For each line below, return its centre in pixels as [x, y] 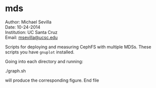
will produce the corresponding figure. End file [52, 80]
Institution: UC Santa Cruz [31, 32]
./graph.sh [15, 70]
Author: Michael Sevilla [28, 22]
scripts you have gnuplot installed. [40, 52]
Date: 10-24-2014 [23, 27]
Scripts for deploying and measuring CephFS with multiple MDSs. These [78, 47]
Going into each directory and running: [44, 61]
